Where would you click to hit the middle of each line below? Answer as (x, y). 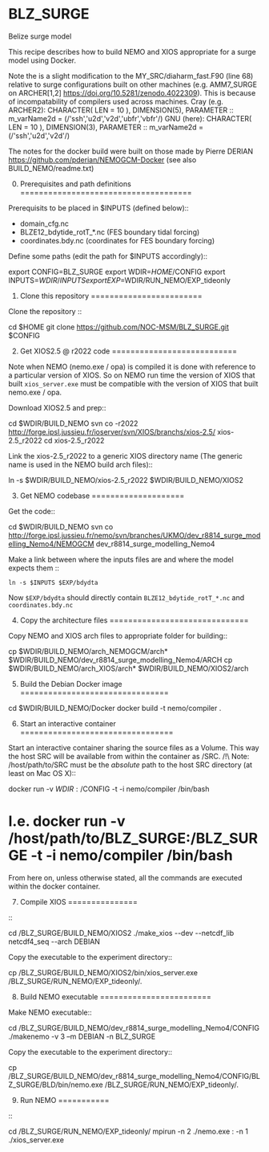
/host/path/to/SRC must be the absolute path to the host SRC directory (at (130, 765)
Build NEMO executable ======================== (116, 996)
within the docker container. (54, 886)
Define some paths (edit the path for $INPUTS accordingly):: (108, 256)
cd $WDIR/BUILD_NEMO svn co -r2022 (73, 423)
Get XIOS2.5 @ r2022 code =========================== (128, 351)
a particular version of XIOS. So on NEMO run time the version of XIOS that (132, 375)
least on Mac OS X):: (42, 773)
